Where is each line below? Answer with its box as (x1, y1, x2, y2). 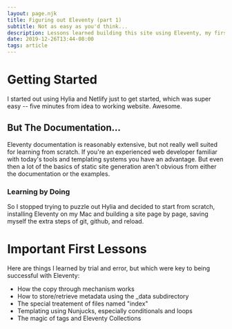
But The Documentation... (7, 122, 121, 134)
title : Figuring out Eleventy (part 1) (7, 17, 122, 23)
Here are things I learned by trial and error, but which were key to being (7, 263, 211, 272)
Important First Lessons (7, 241, 147, 257)
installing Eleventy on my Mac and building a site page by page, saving (7, 210, 209, 218)
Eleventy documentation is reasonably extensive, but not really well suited (7, 140, 217, 148)
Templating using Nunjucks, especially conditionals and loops (17, 306, 193, 315)
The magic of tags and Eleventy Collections (17, 314, 142, 322)
